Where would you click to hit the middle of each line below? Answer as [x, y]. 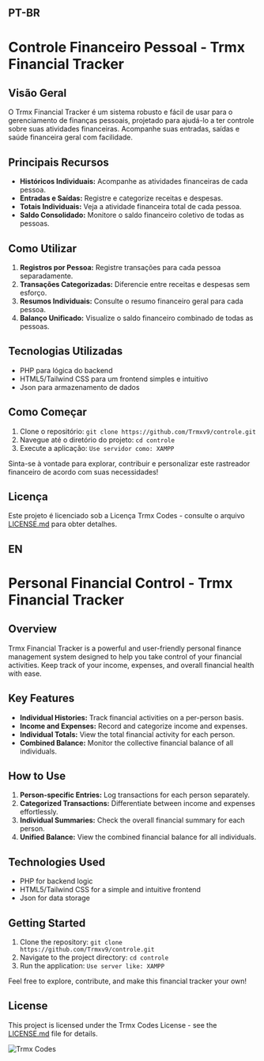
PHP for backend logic [56, 881]
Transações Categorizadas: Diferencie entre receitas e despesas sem [135, 284]
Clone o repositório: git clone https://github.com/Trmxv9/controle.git [138, 431]
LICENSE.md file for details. [53, 1033]
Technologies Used [57, 862]
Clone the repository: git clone [71, 942]
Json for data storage [55, 898]
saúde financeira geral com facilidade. [70, 137]
